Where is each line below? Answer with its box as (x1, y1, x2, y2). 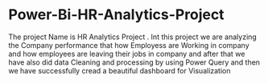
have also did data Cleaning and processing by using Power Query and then (8, 57, 260, 67)
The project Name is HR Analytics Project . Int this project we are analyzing (8, 32, 258, 41)
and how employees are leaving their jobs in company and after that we (8, 49, 245, 58)
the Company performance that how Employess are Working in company (8, 40, 249, 49)
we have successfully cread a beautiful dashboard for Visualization (8, 65, 231, 75)
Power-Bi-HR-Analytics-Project (8, 6, 225, 24)
